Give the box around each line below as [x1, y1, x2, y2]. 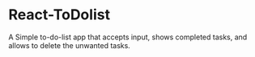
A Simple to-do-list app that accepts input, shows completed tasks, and [8, 32, 248, 42]
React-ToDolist [8, 6, 111, 24]
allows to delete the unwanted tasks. [8, 40, 131, 50]
